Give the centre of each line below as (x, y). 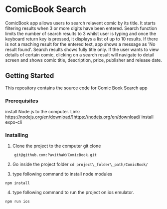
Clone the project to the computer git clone (57, 146)
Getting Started (30, 76)
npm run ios (17, 202)
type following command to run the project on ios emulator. (73, 193)
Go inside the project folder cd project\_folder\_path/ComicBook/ (80, 164)
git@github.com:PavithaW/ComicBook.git (56, 155)
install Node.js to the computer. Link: (43, 112)
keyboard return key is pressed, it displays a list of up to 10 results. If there (82, 39)
